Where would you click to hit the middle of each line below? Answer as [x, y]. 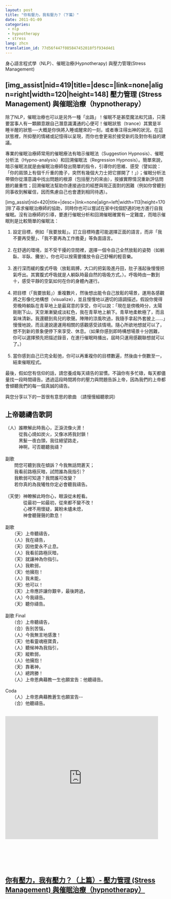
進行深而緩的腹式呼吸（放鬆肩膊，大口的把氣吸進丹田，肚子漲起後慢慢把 [88, 268]
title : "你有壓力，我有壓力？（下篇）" [42, 15]
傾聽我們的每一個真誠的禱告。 [41, 386]
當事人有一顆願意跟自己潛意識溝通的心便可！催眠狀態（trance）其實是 [83, 124]
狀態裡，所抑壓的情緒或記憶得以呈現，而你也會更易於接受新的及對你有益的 [83, 137]
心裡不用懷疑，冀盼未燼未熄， [54, 509]
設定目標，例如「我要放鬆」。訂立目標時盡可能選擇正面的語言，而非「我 [87, 232]
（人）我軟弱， [28, 566]
